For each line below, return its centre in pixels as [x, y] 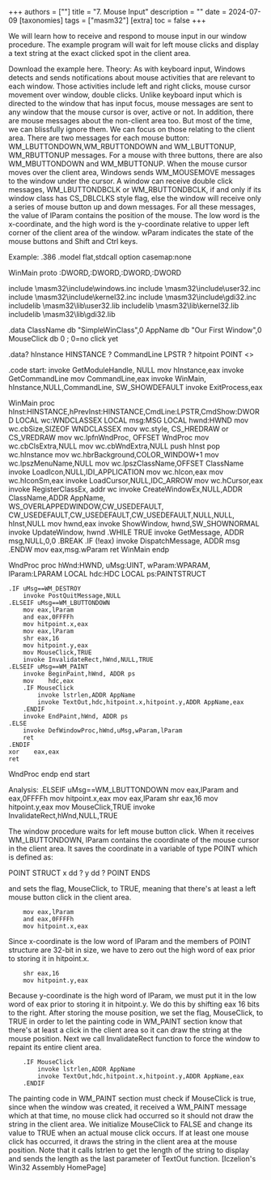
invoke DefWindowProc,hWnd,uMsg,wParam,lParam [103, 731]
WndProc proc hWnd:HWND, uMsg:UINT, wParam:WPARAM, [109, 565]
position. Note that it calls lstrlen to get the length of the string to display [129, 1150]
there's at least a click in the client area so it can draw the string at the [125, 1030]
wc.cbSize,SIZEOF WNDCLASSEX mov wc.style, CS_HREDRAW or [119, 429]
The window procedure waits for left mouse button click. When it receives [131, 831]
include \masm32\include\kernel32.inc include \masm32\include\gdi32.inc [133, 297]
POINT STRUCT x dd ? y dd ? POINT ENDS [80, 873]
